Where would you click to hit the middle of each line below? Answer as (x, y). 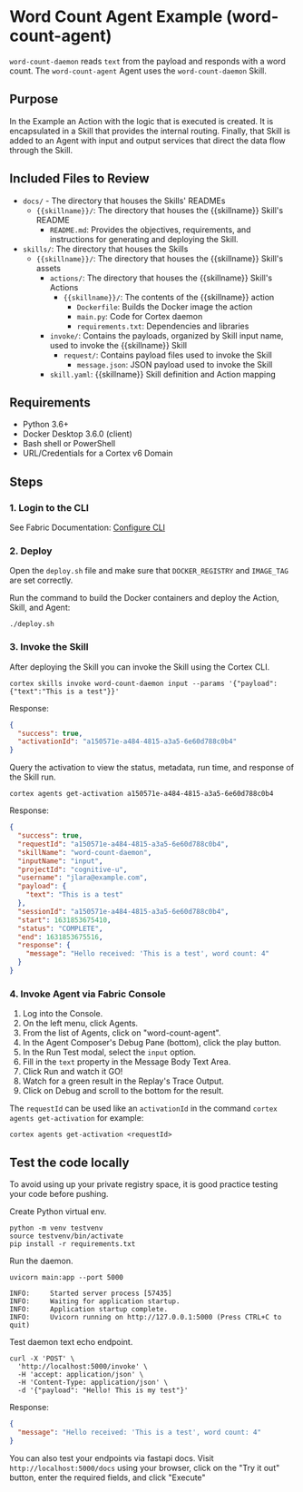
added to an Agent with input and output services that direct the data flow (147, 140)
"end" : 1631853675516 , (60, 937)
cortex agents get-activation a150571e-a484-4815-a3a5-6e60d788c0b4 (142, 794)
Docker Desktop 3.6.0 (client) (78, 434)
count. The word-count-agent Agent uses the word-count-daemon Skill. (138, 71)
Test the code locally (69, 1162)
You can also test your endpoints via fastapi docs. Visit (112, 1458)
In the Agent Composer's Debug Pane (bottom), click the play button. (152, 1043)
